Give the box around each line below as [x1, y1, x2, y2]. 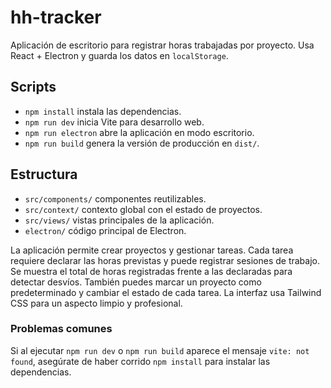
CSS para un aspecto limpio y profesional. [10, 297, 183, 309]
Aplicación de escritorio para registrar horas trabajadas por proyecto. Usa [10, 39, 315, 51]
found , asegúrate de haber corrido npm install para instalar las [10, 355, 271, 367]
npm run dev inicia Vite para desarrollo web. [24, 116, 205, 128]
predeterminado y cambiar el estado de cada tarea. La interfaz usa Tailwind [10, 286, 322, 298]
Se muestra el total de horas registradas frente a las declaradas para [10, 265, 293, 277]
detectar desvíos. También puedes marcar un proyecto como [10, 276, 262, 288]
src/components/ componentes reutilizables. [24, 192, 207, 205]
